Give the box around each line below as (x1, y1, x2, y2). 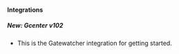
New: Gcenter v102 (7, 21, 64, 30)
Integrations (7, 6, 44, 14)
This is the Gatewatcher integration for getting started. (17, 39, 173, 47)
